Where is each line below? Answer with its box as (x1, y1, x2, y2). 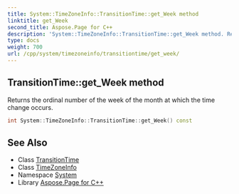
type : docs (7, 37, 40, 44)
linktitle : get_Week (7, 17, 69, 24)
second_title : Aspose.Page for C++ (7, 24, 113, 31)
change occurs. (7, 103, 53, 111)
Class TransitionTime (17, 155, 80, 164)
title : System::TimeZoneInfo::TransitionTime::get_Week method (7, 10, 199, 18)
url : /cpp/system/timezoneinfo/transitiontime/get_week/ (7, 51, 180, 58)
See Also (7, 136, 48, 148)
